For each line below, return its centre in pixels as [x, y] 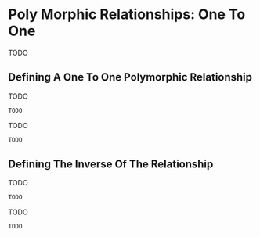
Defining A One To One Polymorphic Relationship [130, 77]
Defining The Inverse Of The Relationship [111, 164]
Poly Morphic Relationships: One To [127, 14]
